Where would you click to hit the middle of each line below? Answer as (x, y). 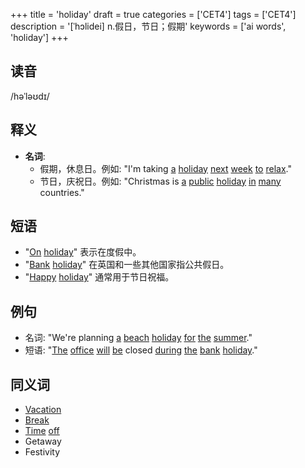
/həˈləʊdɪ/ (30, 96)
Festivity (42, 452)
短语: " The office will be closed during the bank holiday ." (141, 350)
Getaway (43, 441)
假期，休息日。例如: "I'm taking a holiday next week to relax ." (165, 168)
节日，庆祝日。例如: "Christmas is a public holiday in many (160, 181)
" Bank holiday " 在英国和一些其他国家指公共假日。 (127, 265)
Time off (42, 431)
